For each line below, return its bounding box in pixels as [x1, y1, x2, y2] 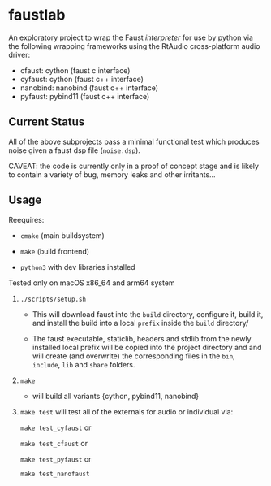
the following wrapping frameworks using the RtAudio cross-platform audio [8, 41, 260, 50]
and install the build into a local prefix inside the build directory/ [32, 318, 249, 328]
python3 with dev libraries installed [19, 262, 135, 271]
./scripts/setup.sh [19, 295, 87, 303]
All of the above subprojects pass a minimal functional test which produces [8, 137, 260, 146]
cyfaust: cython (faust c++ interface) [19, 74, 144, 84]
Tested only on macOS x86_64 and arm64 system [8, 278, 176, 288]
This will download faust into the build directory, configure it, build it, [32, 309, 264, 319]
